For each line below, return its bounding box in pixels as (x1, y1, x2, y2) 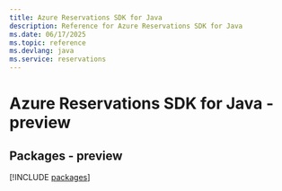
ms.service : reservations (9, 55, 106, 64)
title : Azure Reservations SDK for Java (9, 13, 163, 22)
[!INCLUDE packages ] (9, 172, 91, 182)
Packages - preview (9, 148, 123, 163)
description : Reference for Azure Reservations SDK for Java (9, 22, 243, 30)
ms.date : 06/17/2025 (9, 30, 87, 39)
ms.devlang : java (9, 47, 75, 56)
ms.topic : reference (9, 38, 87, 48)
